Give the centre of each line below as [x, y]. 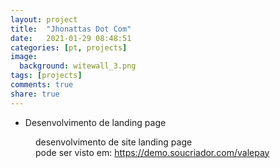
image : [24, 57]
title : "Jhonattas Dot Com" [71, 29]
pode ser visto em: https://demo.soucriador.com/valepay [152, 152]
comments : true [42, 85]
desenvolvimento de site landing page [114, 142]
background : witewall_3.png [78, 66]
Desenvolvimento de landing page [95, 122]
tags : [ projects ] [46, 76]
